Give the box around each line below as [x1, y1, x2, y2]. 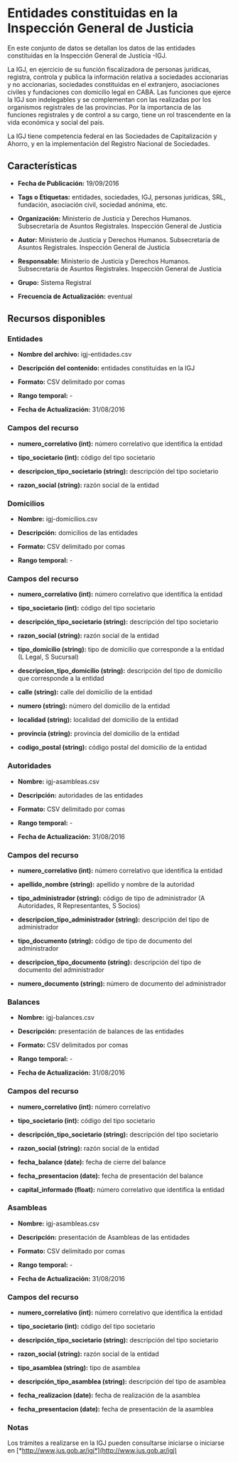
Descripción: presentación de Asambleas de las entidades [17, 1233, 190, 1241]
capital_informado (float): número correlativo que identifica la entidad [17, 1185, 225, 1194]
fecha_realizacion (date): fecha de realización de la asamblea [17, 1391, 200, 1400]
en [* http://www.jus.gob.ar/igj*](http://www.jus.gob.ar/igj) [7, 1446, 178, 1455]
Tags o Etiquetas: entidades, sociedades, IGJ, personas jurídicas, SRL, [17, 192, 226, 201]
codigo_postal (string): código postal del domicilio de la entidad [17, 743, 207, 752]
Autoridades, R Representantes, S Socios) [17, 901, 141, 909]
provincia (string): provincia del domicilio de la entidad [17, 729, 180, 738]
